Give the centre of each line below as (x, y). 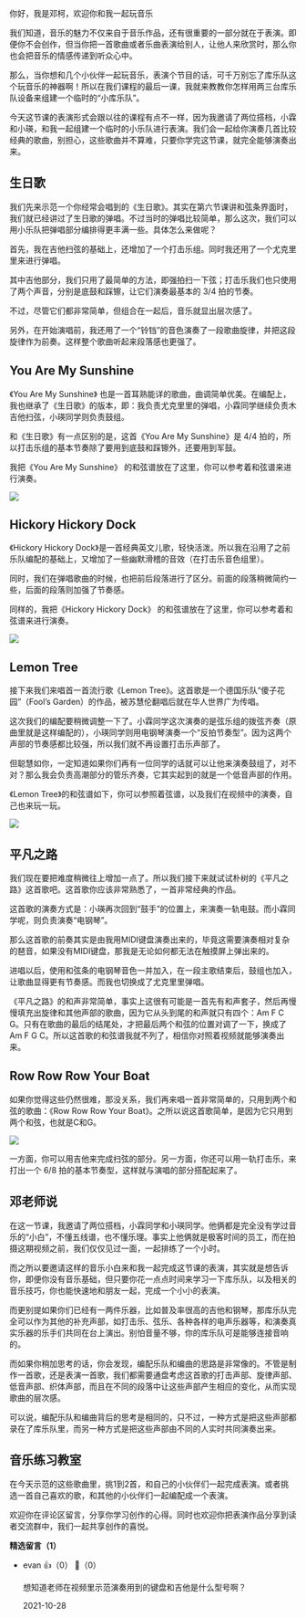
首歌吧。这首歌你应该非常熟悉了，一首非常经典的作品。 (137, 889)
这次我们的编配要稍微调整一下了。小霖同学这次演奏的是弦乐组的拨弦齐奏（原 (153, 721)
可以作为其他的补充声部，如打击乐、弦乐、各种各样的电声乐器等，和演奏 (153, 1321)
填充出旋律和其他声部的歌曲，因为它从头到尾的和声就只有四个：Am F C (151, 1013)
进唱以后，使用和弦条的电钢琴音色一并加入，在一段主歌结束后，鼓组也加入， (153, 971)
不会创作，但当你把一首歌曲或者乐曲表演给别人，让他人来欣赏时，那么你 (161, 44)
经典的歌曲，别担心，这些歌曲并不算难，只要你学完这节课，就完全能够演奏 (149, 140)
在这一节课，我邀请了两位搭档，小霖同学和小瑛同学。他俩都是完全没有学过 (149, 1225)
